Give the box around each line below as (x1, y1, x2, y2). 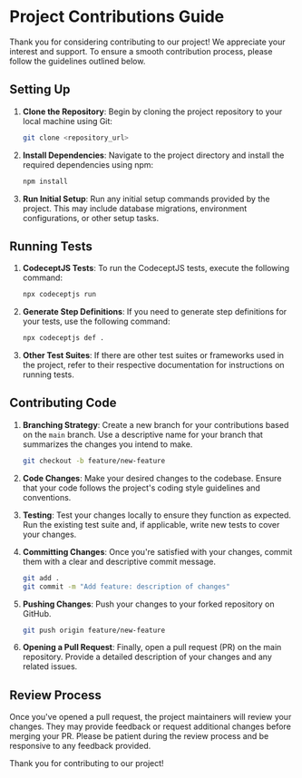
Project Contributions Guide (9, 6, 225, 27)
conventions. (22, 491, 72, 502)
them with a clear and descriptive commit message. (22, 556, 216, 567)
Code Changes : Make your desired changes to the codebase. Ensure (22, 472, 282, 483)
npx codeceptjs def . (22, 334, 104, 343)
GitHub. (22, 608, 52, 618)
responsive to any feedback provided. (9, 741, 151, 752)
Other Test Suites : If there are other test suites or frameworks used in (22, 350, 284, 361)
